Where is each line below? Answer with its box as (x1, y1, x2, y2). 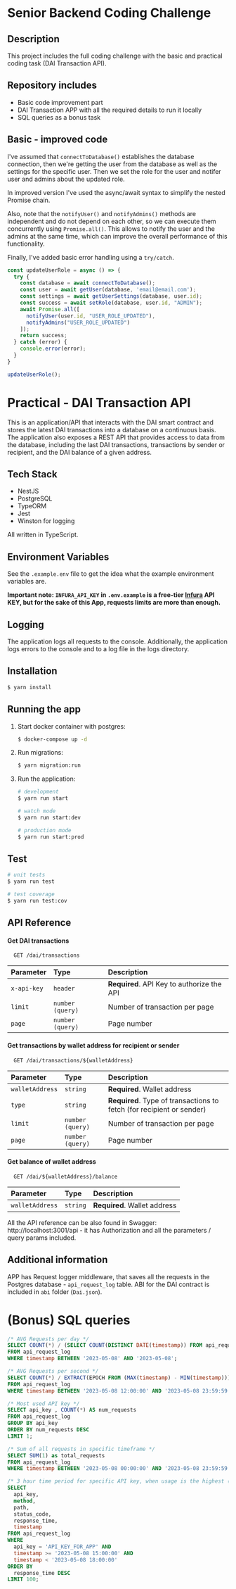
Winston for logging (17, 517, 75, 525)
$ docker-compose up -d (17, 736, 88, 743)
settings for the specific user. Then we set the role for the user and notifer (7, 167, 221, 175)
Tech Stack (7, 468, 58, 480)
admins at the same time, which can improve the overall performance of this (7, 232, 228, 240)
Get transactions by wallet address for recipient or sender (7, 1041, 180, 1050)
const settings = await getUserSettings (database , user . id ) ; (20, 293, 202, 300)
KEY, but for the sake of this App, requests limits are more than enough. (7, 598, 221, 607)
